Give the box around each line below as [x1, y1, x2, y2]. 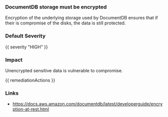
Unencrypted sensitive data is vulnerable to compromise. [5, 67, 123, 73]
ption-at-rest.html [12, 106, 49, 113]
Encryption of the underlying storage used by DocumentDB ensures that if [5, 15, 158, 21]
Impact [5, 56, 23, 63]
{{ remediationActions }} [5, 77, 55, 83]
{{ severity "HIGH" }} [5, 44, 48, 50]
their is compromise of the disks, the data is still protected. [5, 20, 126, 26]
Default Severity [5, 32, 46, 39]
